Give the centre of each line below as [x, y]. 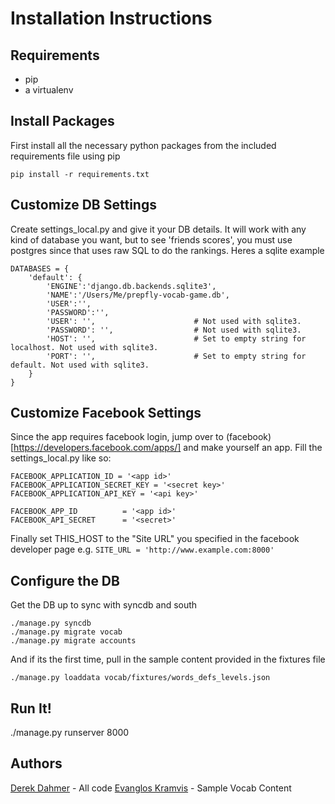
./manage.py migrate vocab [66, 632]
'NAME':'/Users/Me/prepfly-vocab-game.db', [138, 295]
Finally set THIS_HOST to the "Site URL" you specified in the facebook [155, 539]
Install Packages [62, 121]
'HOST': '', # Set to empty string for [176, 338]
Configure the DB [65, 580]
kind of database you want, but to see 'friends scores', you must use [151, 239]
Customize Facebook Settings [106, 413]
